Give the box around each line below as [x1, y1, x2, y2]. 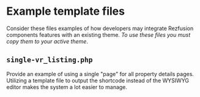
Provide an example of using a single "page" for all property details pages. [6, 70, 194, 77]
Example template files [6, 4, 125, 18]
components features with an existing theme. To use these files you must [6, 31, 191, 38]
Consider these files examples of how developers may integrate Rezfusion [6, 25, 194, 32]
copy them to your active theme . [6, 37, 89, 45]
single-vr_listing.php [6, 55, 93, 64]
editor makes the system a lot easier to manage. [6, 83, 127, 90]
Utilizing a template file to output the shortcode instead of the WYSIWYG [6, 77, 190, 84]
